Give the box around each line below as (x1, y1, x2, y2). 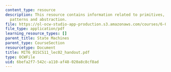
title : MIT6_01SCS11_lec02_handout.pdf (5, 50, 90, 55)
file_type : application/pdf (5, 26, 65, 31)
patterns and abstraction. (10, 17, 67, 22)
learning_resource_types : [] (5, 31, 67, 36)
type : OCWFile (5, 54, 36, 60)
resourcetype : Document (5, 45, 56, 50)
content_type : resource (5, 7, 56, 13)
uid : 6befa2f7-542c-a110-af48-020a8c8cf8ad (5, 59, 99, 64)
